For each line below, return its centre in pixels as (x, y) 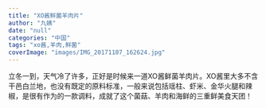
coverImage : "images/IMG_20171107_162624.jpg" (87, 52)
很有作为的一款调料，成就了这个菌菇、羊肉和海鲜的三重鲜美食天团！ (141, 96)
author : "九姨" (32, 23)
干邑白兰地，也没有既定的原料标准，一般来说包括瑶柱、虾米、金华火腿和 (127, 86)
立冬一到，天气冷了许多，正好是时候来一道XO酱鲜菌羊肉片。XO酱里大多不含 (133, 76)
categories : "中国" (39, 38)
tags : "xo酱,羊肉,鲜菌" (45, 45)
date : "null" (30, 30)
